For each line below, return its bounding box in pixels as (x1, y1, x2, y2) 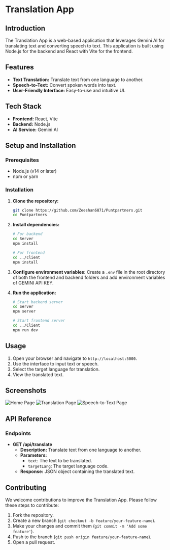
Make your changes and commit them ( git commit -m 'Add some (12, 522, 147, 529)
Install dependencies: (12, 222, 60, 228)
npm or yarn (12, 173, 39, 179)
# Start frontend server (12, 318, 65, 323)
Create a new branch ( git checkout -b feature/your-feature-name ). (12, 517, 156, 523)
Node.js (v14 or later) (12, 168, 57, 174)
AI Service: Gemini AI (12, 126, 58, 133)
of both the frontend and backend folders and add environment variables (12, 274, 165, 280)
